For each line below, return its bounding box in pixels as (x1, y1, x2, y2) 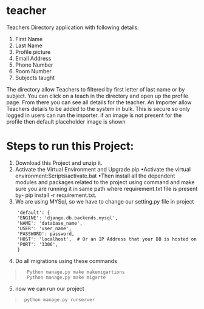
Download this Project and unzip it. (15, 159, 103, 167)
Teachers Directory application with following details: (6, 24, 140, 31)
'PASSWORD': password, (17, 231, 75, 237)
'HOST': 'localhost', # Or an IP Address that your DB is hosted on (17, 236, 197, 242)
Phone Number (15, 61, 53, 68)
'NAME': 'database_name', (17, 220, 83, 226)
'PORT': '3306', (17, 241, 59, 247)
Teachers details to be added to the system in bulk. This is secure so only (6, 105, 190, 112)
